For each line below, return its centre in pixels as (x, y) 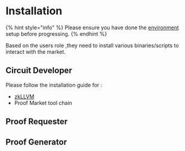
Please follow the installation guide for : (54, 85)
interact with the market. (36, 51)
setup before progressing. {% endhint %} (56, 33)
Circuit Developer (39, 71)
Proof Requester (37, 121)
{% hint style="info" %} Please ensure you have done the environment (92, 27)
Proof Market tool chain (43, 103)
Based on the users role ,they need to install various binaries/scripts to (92, 45)
